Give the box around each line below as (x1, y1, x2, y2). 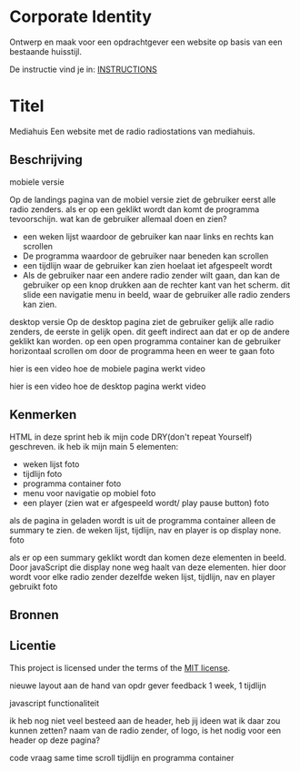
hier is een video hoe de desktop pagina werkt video (9, 381, 206, 391)
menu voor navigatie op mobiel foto (22, 487, 156, 498)
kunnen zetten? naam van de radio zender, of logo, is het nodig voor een (9, 725, 282, 736)
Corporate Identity (9, 6, 153, 27)
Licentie (9, 638, 56, 654)
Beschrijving (9, 152, 84, 168)
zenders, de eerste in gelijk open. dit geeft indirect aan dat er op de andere (9, 326, 290, 337)
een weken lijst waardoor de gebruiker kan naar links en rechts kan (22, 230, 275, 242)
